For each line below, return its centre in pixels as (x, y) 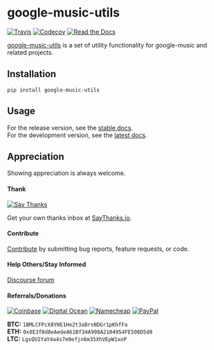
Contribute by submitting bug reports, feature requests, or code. (98, 249)
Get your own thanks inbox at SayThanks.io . (69, 218)
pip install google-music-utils (53, 90)
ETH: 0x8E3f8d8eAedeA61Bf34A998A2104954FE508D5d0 (80, 331)
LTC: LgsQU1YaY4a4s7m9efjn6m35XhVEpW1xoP (67, 339)
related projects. (30, 52)
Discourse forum (31, 280)
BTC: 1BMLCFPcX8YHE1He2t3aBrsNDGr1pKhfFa (67, 325)
